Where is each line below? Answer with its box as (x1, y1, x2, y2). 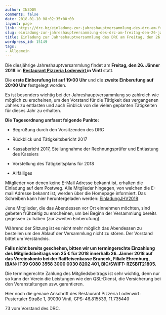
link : (5, 26, 16, 31)
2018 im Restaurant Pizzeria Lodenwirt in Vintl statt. (5, 67, 114, 73)
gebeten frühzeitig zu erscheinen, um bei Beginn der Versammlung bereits (5, 210, 157, 216)
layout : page (5, 21, 32, 26)
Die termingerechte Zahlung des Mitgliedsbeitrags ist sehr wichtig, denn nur (5, 270, 160, 276)
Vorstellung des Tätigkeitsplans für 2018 (12, 160, 94, 166)
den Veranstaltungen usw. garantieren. (5, 281, 84, 287)
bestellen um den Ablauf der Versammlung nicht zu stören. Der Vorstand (5, 230, 153, 236)
